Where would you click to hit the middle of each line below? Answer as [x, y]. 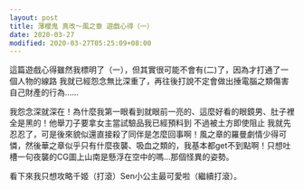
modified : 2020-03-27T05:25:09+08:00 [81, 43]
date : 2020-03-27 [42, 34]
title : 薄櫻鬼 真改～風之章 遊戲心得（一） [81, 26]
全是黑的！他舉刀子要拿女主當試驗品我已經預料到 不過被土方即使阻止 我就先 [150, 123]
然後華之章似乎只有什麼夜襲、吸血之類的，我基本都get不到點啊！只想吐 [158, 146]
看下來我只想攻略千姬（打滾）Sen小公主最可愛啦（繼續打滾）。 [126, 176]
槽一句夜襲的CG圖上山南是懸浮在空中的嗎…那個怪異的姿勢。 [122, 157]
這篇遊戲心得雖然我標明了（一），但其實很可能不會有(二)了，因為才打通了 [145, 70]
